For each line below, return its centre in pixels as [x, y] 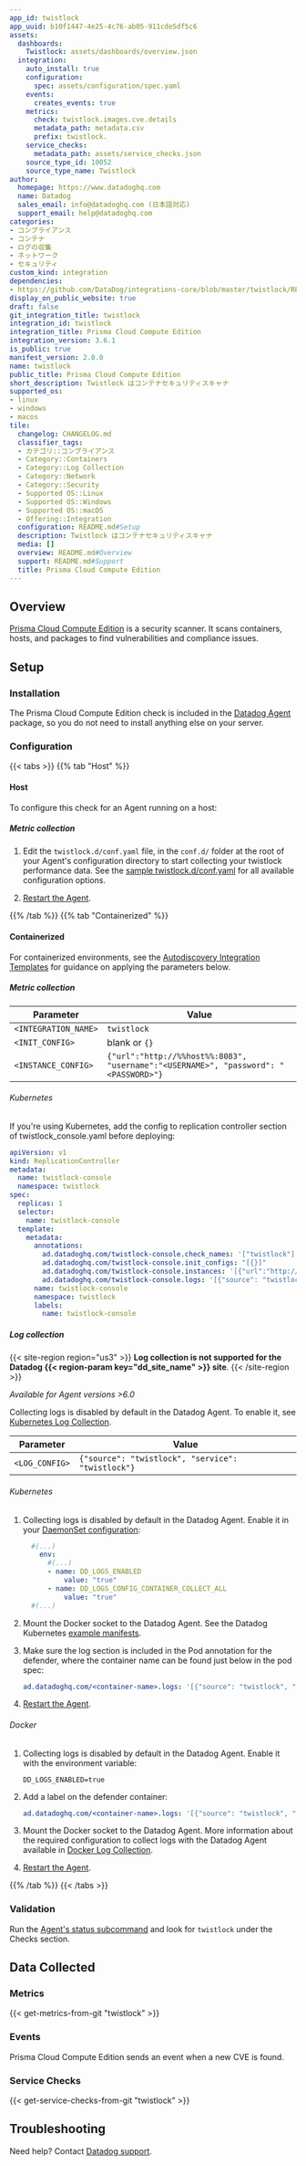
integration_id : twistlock [61, 324]
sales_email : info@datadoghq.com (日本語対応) [104, 205]
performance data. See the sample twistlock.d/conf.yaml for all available [158, 871]
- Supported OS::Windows [65, 502]
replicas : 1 [41, 1204]
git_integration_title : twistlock [75, 315]
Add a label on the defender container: [95, 1796]
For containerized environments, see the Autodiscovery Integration [135, 957]
